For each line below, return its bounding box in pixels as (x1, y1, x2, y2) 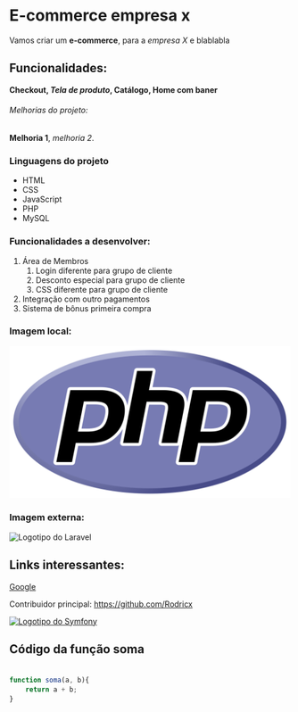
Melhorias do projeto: (9, 104, 88, 116)
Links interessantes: (9, 558, 125, 573)
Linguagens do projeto (9, 154, 110, 167)
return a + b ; (25, 685, 78, 694)
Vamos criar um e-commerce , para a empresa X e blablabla (9, 35, 230, 46)
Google (9, 581, 37, 592)
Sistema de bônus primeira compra (21, 302, 152, 313)
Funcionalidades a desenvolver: (9, 236, 151, 248)
